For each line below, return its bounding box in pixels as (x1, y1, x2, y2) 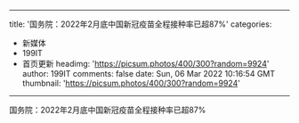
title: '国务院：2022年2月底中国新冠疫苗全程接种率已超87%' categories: (9, 19, 272, 29)
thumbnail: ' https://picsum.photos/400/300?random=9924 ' (21, 78, 240, 88)
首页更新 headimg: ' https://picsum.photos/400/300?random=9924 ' (21, 59, 270, 69)
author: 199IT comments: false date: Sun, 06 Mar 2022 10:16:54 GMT (21, 69, 276, 78)
